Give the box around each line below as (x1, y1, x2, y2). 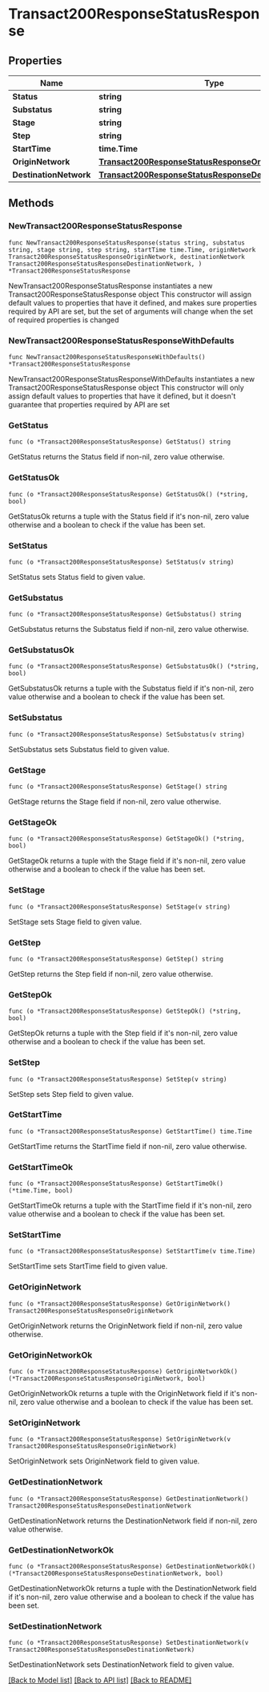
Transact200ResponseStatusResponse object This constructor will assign (8, 289, 252, 299)
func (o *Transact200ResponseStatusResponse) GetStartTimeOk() (8, 1180, 224, 1188)
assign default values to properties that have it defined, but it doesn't (8, 391, 236, 401)
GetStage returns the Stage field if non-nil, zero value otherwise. (8, 797, 222, 807)
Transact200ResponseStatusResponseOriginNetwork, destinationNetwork (8, 253, 246, 261)
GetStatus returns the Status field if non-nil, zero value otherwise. (8, 452, 225, 462)
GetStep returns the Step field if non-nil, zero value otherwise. (8, 969, 214, 978)
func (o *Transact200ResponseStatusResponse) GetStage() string (8, 783, 227, 791)
